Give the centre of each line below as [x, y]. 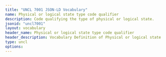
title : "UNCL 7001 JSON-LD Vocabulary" [46, 10]
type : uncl [16, 42]
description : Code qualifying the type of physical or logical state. [80, 19]
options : [14, 47]
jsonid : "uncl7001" [25, 24]
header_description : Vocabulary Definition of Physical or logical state [83, 38]
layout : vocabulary [25, 28]
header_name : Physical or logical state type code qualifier [70, 33]
